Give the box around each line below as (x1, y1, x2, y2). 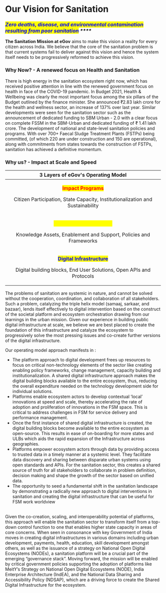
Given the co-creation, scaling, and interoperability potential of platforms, (5, 514, 155, 520)
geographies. (12, 441, 40, 447)
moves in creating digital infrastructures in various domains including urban (5, 535, 159, 541)
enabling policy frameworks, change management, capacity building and (12, 367, 161, 373)
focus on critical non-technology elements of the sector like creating (12, 362, 152, 368)
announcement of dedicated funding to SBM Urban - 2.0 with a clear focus (5, 115, 158, 121)
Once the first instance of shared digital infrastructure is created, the (12, 420, 152, 426)
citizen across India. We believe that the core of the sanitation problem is (5, 44, 153, 50)
